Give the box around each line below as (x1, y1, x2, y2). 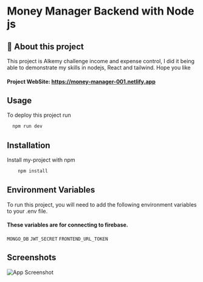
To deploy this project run (7, 111, 72, 119)
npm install (18, 168, 48, 174)
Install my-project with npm (7, 156, 75, 163)
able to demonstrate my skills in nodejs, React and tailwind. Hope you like (7, 64, 191, 71)
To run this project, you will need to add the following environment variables (7, 201, 197, 208)
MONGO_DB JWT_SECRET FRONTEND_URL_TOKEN (7, 236, 108, 242)
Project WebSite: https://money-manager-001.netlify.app (7, 78, 156, 85)
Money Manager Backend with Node (7, 4, 194, 18)
